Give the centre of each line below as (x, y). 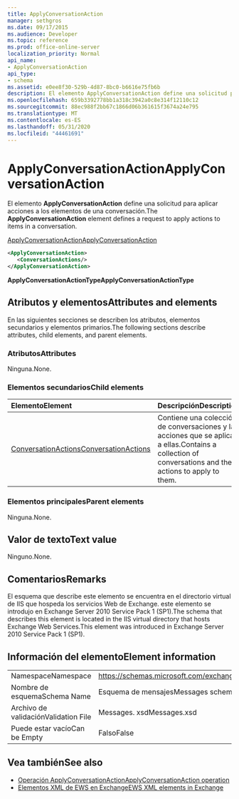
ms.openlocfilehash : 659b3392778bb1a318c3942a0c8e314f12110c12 (103, 101)
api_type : (22, 73)
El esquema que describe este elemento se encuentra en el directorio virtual (119, 596)
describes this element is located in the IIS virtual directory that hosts (109, 619)
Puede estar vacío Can (48, 728)
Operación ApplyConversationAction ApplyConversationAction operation (123, 780)
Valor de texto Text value (62, 540)
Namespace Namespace (51, 676)
